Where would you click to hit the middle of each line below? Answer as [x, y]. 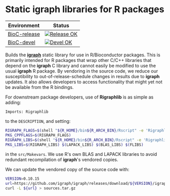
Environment [24, 25]
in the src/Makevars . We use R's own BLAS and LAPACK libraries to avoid [81, 154]
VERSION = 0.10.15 [22, 179]
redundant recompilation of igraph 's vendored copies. [62, 160]
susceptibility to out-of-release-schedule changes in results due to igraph [82, 76]
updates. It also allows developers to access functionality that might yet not [84, 82]
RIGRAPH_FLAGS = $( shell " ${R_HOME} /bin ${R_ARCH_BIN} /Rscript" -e [74, 130]
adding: [13, 102]
